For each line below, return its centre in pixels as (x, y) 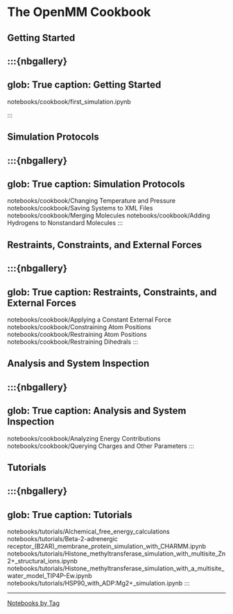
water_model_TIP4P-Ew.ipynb (50, 576)
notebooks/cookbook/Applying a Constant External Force (89, 320)
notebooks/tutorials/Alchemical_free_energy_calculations (88, 531)
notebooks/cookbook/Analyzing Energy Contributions (84, 438)
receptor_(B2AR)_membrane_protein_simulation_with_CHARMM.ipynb (107, 547)
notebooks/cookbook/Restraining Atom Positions (77, 334)
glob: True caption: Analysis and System (97, 411)
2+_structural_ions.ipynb (42, 561)
